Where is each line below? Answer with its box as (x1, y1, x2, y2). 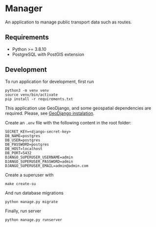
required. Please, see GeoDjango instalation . (5, 110, 94, 116)
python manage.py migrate (5, 199, 58, 204)
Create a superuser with (5, 172, 54, 178)
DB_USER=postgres (5, 138, 41, 143)
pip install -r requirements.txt (5, 96, 73, 102)
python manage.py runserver (5, 217, 63, 222)
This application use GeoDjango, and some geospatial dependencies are (5, 105, 152, 111)
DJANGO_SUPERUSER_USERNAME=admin (5, 155, 73, 160)
